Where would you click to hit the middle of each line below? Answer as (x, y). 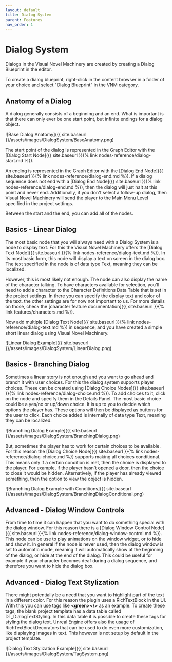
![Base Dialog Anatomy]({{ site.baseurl (46, 134)
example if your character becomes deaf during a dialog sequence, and (81, 561)
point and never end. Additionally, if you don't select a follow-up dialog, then (86, 192)
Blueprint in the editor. (29, 69)
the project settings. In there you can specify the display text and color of (83, 296)
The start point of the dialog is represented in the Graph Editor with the (80, 150)
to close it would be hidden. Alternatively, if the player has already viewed (83, 473)
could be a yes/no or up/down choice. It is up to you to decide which (78, 404)
